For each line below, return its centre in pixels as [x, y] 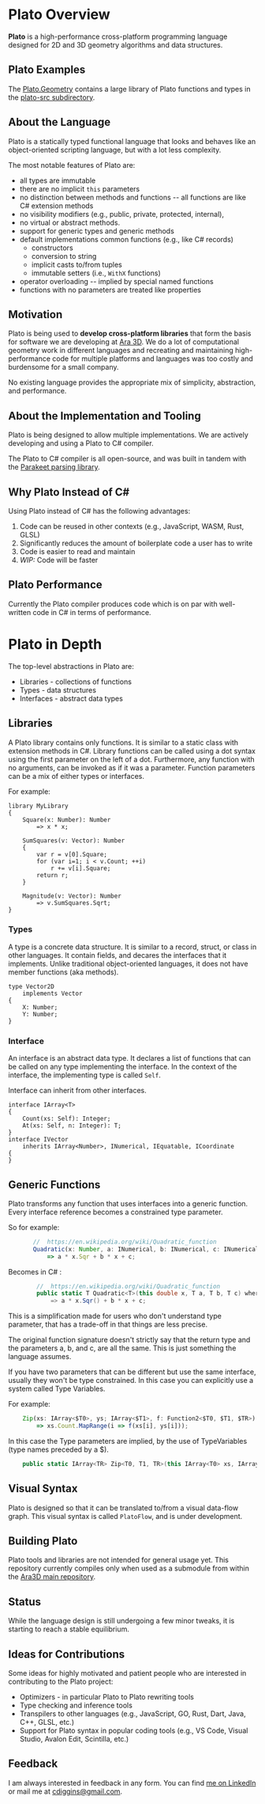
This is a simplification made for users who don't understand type [115, 1316]
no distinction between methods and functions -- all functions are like [133, 197]
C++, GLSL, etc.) [47, 1722]
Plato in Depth [55, 644]
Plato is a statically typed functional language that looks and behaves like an [132, 141]
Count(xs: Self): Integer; [67, 1119]
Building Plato [43, 1541]
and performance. [37, 391]
